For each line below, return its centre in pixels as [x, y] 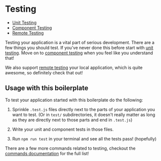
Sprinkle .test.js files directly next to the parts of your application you [83, 109]
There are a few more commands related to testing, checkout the [70, 148]
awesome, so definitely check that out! [44, 72]
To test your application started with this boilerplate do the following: [74, 100]
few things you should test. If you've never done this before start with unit [79, 47]
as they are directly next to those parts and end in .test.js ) [72, 120]
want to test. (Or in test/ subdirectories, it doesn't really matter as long [83, 115]
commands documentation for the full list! [47, 153]
